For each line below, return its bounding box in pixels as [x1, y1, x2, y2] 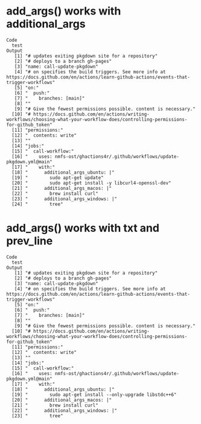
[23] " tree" [11, 413, 63, 419]
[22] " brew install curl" [11, 191, 98, 197]
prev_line [6, 234, 53, 248]
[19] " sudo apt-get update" [11, 174, 104, 181]
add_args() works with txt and [6, 221, 160, 235]
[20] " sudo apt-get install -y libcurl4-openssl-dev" [11, 180, 171, 186]
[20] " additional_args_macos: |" [11, 397, 112, 403]
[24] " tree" [11, 201, 63, 207]
